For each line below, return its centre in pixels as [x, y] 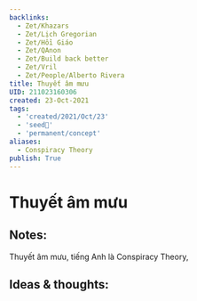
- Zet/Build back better [63, 59]
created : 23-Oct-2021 [49, 100]
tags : [19, 109]
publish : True [35, 158]
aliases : [25, 142]
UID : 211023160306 [43, 92]
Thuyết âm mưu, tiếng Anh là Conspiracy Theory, [99, 256]
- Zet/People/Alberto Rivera [71, 76]
